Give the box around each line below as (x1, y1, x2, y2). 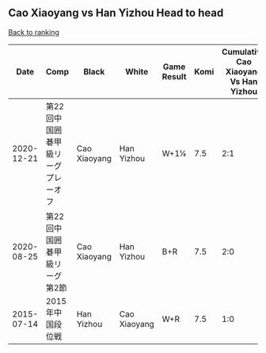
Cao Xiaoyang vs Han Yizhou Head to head (8, 6, 224, 20)
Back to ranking (8, 27, 59, 36)
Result (161, 71, 187, 82)
